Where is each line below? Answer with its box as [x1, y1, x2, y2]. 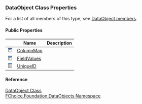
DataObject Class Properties [5, 4, 77, 11]
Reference [5, 76, 28, 82]
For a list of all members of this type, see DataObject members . [5, 16, 138, 22]
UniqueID [17, 63, 37, 69]
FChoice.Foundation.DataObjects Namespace [5, 93, 101, 99]
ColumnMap [17, 48, 43, 54]
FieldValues [17, 55, 42, 61]
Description [46, 40, 73, 46]
